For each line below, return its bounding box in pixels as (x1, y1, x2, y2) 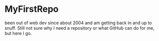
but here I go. (4, 30, 32, 36)
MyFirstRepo (4, 3, 59, 15)
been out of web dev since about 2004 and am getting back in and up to (4, 20, 152, 26)
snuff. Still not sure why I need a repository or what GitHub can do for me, (4, 25, 155, 31)
